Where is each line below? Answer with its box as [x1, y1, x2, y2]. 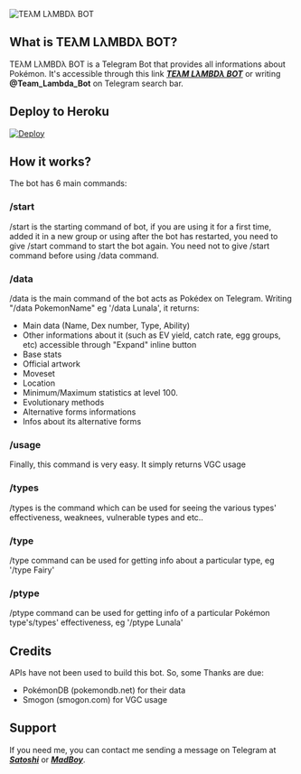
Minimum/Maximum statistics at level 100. [22, 387, 178, 398]
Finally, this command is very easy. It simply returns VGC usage [9, 459, 247, 470]
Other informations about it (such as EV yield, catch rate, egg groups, [22, 330, 282, 340]
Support [9, 721, 57, 736]
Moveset [22, 368, 56, 379]
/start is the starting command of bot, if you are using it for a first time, [9, 221, 272, 232]
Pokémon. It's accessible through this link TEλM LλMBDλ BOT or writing [9, 68, 281, 79]
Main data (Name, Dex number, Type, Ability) [22, 321, 191, 331]
